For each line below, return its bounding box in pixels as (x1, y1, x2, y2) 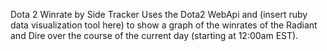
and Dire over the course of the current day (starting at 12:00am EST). (10, 30, 299, 41)
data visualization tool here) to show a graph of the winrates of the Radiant (10, 19, 318, 31)
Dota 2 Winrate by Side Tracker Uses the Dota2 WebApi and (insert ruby (10, 9, 308, 20)
